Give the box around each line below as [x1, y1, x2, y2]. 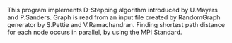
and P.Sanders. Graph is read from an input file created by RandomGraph [7, 13, 221, 21]
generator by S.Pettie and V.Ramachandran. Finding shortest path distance [7, 21, 225, 28]
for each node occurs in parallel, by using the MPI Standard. [7, 28, 182, 36]
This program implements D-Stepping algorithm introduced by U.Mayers [7, 6, 218, 14]
